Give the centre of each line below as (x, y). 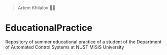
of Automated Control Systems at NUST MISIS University (65, 47)
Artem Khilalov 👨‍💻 (37, 8)
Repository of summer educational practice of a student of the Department (83, 41)
